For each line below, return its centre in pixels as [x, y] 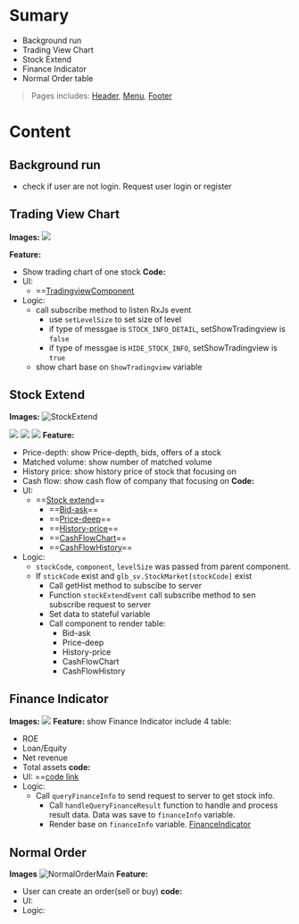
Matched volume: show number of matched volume [117, 462]
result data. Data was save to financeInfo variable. [142, 815]
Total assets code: [56, 767]
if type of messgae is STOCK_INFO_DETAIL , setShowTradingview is [167, 328]
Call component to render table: [107, 623]
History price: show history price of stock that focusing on [129, 471]
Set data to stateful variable [100, 614]
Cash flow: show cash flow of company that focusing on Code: [138, 480]
